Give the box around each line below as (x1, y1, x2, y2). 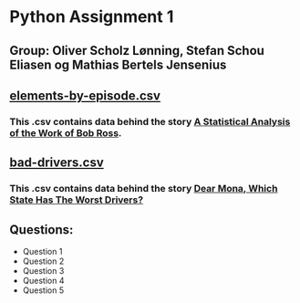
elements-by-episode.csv (9, 88, 161, 103)
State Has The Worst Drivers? (9, 193, 144, 206)
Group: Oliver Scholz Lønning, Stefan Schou (9, 43, 264, 58)
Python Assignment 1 (9, 6, 174, 27)
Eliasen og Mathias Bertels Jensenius (9, 57, 227, 72)
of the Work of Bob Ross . (9, 126, 122, 139)
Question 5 (22, 285, 65, 296)
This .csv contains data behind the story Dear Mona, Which (9, 183, 278, 195)
